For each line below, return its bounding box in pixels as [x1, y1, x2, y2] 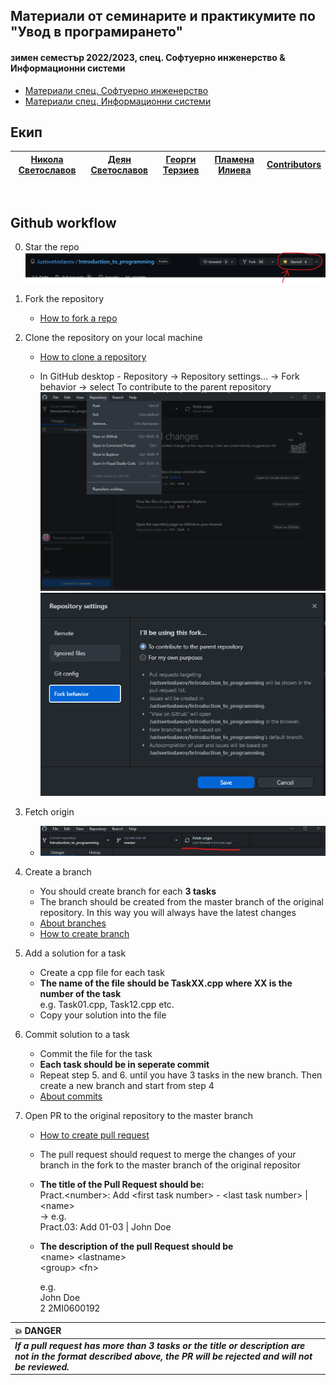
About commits [39, 1090, 103, 1103]
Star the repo [24, 241, 80, 253]
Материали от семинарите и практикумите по [10, 8, 316, 25]
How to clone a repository [39, 351, 147, 363]
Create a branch [24, 866, 92, 878]
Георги [165, 153, 197, 165]
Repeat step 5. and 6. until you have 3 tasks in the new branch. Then [39, 1069, 323, 1081]
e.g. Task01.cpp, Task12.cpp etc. [39, 999, 175, 1011]
